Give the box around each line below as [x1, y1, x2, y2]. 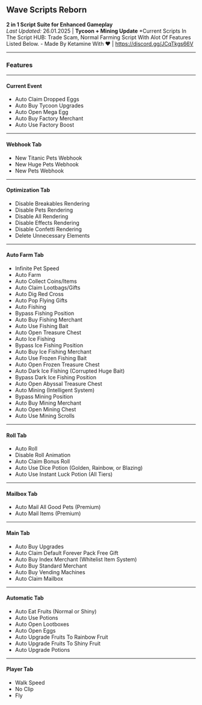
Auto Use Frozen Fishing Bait [14, 354, 87, 361]
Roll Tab [6, 431, 27, 439]
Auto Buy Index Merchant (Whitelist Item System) [14, 555, 137, 563]
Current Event [6, 82, 42, 89]
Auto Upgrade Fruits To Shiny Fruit [14, 639, 101, 647]
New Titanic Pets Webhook [14, 154, 82, 162]
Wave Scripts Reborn [6, 5, 87, 15]
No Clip [14, 685, 34, 692]
